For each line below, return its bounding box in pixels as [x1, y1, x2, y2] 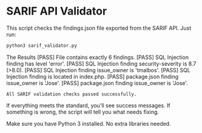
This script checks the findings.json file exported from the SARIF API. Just [6, 24, 192, 32]
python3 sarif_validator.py [6, 43, 78, 49]
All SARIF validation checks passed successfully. [6, 91, 137, 97]
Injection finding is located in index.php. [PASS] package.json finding [6, 73, 179, 80]
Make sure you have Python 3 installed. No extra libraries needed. [6, 120, 171, 127]
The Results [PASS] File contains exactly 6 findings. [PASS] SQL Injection [6, 53, 189, 61]
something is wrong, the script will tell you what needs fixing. [6, 108, 160, 115]
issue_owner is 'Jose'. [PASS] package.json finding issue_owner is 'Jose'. [6, 79, 188, 86]
